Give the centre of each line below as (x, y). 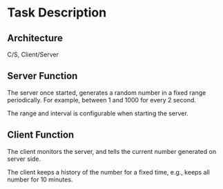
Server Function (42, 76)
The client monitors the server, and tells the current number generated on (111, 151)
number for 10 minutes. (40, 179)
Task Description (57, 13)
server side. (24, 159)
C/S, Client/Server (33, 54)
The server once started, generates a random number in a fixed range (107, 92)
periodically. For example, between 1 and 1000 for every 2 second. (102, 100)
